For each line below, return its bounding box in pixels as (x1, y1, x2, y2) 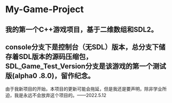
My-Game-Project (5, 4, 84, 15)
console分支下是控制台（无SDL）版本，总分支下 (5, 42, 159, 51)
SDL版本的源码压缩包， (18, 52, 93, 61)
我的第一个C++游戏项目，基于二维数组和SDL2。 (5, 25, 158, 34)
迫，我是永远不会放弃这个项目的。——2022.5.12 (5, 92, 106, 98)
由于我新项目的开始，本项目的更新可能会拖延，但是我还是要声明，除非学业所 (5, 86, 167, 92)
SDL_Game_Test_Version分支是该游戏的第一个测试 (5, 62, 166, 70)
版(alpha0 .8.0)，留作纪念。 (5, 71, 95, 80)
